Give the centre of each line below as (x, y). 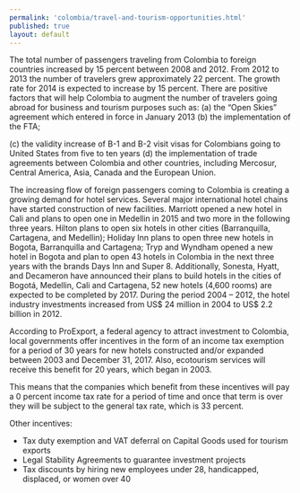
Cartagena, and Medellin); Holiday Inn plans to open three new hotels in (141, 238)
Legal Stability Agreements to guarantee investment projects (134, 460)
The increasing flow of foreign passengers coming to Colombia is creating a (149, 190)
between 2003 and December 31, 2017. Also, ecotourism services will (137, 360)
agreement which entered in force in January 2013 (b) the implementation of (150, 117)
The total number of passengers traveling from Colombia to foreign (133, 60)
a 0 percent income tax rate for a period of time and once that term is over (146, 397)
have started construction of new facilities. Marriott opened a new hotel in (146, 209)
